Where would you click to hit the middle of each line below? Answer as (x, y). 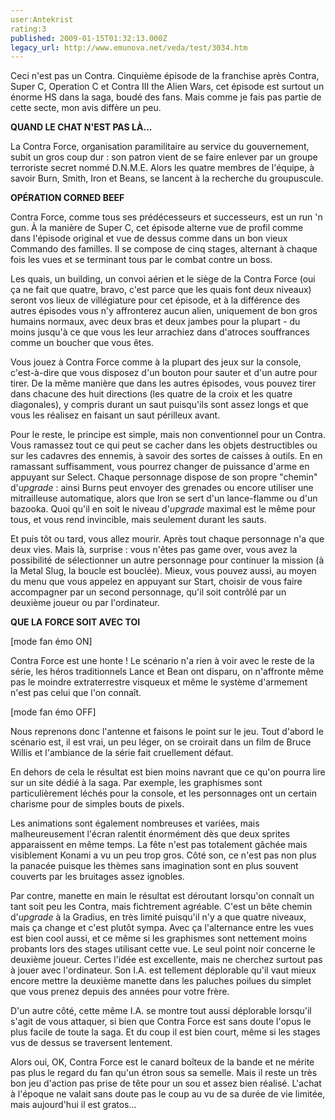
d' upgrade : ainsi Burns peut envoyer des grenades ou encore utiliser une (162, 488)
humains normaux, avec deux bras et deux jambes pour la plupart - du (155, 322)
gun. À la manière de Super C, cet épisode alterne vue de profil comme (157, 228)
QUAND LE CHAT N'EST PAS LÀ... (81, 127)
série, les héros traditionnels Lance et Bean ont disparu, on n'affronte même (167, 672)
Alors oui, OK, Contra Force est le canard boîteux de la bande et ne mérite (162, 1062)
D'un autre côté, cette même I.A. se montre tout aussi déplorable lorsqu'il (161, 1011)
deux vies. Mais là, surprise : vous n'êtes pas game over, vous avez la (154, 550)
